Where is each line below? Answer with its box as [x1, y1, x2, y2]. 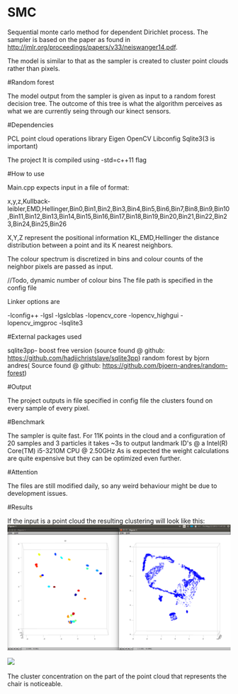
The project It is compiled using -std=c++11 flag [7, 156, 147, 164]
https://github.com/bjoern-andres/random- [102, 361, 228, 369]
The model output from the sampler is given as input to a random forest [7, 92, 216, 100]
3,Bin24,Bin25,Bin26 [7, 219, 67, 228]
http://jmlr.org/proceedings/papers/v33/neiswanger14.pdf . [7, 43, 178, 51]
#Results [7, 502, 33, 511]
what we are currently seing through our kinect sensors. [7, 107, 171, 115]
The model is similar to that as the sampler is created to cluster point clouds [7, 56, 229, 65]
